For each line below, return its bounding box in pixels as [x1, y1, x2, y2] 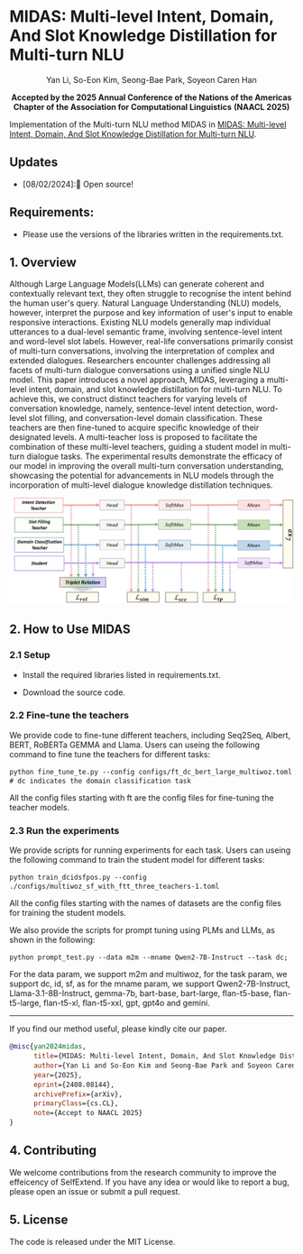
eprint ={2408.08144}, [32, 1080, 115, 1089]
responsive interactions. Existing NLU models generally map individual [9, 317, 271, 328]
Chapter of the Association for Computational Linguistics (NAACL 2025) [13, 101, 290, 112]
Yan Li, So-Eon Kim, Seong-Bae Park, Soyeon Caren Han [46, 74, 257, 85]
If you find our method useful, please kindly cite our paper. [9, 1023, 227, 1034]
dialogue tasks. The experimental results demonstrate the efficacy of [26, 451, 283, 462]
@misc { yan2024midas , [9, 1042, 87, 1051]
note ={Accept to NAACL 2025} [32, 1109, 143, 1118]
